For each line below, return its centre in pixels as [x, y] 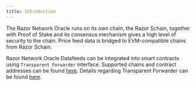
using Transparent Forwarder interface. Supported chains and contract [91, 64]
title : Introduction [31, 11]
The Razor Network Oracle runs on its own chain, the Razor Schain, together [98, 28]
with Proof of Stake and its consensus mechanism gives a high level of [91, 34]
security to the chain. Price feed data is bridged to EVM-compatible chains [96, 40]
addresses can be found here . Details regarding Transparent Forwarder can [97, 70]
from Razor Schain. [29, 47]
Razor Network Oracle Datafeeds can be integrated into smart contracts [93, 58]
